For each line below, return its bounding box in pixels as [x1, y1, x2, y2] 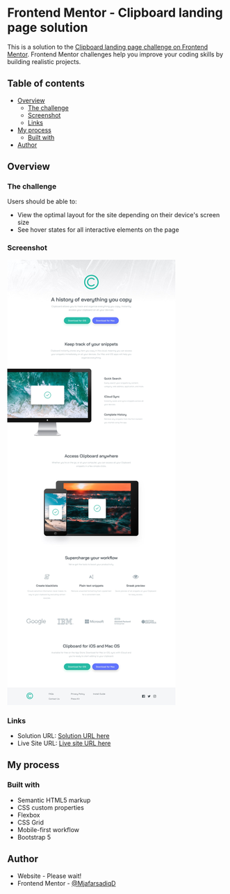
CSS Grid [17, 818, 44, 826]
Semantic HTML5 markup [17, 796, 91, 804]
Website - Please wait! [17, 872, 82, 880]
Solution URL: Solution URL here [17, 732, 110, 740]
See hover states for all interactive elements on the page [17, 226, 179, 234]
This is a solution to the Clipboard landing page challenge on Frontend [7, 42, 208, 51]
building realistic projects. [7, 57, 81, 65]
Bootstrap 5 [17, 833, 51, 841]
